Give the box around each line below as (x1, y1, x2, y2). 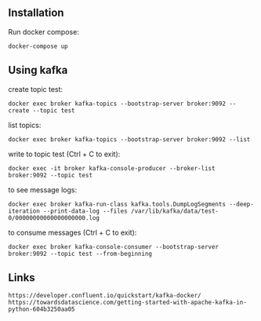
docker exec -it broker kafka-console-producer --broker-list (8, 164, 216, 172)
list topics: (8, 120, 42, 129)
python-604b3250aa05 (8, 305, 76, 313)
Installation (8, 6, 64, 20)
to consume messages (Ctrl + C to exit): (8, 228, 137, 237)
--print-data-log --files (42, 207, 128, 215)
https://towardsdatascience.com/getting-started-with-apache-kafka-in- (8, 298, 247, 307)
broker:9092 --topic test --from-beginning (8, 250, 153, 257)
